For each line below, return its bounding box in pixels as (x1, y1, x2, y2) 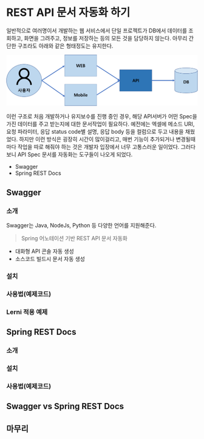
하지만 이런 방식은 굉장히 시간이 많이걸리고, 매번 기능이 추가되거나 (19, 135, 175, 143)
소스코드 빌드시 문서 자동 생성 (15, 255, 85, 263)
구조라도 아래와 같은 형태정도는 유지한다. (17, 42, 114, 49)
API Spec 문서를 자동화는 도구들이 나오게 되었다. (17, 151, 133, 159)
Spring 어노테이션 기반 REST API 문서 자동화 (21, 235, 127, 242)
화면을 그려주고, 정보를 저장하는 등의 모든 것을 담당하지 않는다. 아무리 (24, 34, 188, 41)
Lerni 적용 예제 (6, 307, 48, 316)
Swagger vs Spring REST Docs (6, 401, 124, 412)
